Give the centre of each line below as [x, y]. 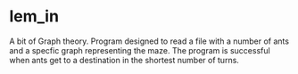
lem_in [34, 16]
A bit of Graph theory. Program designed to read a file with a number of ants [149, 41]
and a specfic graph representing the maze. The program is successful [140, 50]
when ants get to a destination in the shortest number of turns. [124, 60]
